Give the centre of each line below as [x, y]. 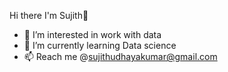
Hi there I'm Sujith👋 [49, 15]
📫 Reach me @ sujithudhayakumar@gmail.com [120, 56]
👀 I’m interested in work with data [92, 34]
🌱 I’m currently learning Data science [100, 45]
